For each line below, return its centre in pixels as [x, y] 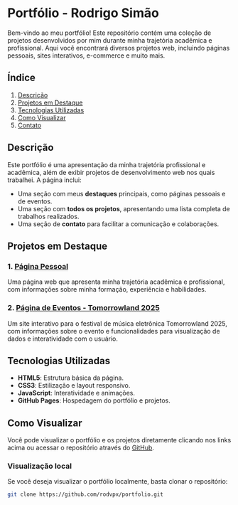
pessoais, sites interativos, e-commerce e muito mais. [86, 55]
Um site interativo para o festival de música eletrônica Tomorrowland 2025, [117, 323]
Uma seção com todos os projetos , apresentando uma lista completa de [124, 208]
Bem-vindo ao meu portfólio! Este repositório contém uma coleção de [109, 33]
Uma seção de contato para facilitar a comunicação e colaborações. [118, 224]
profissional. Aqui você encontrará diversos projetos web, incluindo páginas [119, 48]
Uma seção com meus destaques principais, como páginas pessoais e [121, 193]
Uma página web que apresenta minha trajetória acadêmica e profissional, [116, 282]
